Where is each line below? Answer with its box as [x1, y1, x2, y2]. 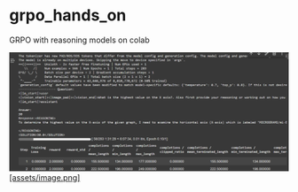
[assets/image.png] [9, 173, 81, 183]
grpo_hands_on [9, 5, 127, 26]
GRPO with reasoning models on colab [9, 35, 151, 45]
